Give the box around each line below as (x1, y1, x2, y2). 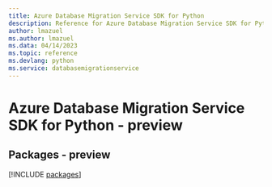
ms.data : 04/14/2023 (8, 42, 79, 50)
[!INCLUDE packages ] (8, 169, 82, 179)
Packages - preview (8, 148, 111, 162)
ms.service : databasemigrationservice (8, 64, 139, 73)
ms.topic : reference (8, 49, 79, 57)
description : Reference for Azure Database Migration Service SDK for (8, 19, 252, 27)
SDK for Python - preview (8, 116, 184, 134)
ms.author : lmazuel (8, 34, 74, 43)
